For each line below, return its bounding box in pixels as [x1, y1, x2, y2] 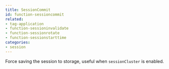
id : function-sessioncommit [5, 12, 65, 17]
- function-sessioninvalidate [5, 26, 69, 31]
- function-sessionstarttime [5, 35, 67, 40]
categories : [5, 40, 30, 45]
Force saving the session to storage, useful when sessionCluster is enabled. [5, 58, 164, 64]
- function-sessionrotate [5, 30, 60, 35]
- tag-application [5, 21, 44, 26]
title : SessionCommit [5, 7, 51, 12]
